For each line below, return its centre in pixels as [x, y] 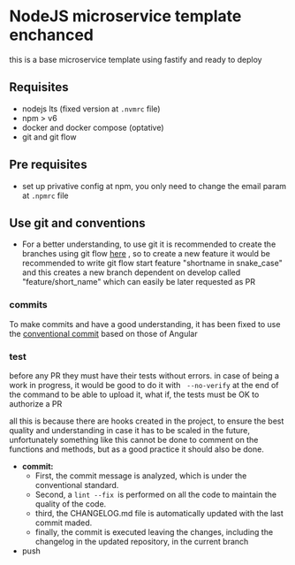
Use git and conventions [77, 223]
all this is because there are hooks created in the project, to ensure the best [147, 421]
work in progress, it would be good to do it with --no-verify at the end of [144, 385]
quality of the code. [71, 504]
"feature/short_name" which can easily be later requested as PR [139, 282]
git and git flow [49, 137]
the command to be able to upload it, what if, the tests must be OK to [134, 394]
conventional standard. [77, 485]
